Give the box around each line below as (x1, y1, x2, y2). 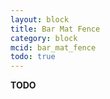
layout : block (10, 14, 70, 25)
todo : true (10, 52, 56, 62)
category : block (10, 33, 78, 43)
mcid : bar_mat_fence (10, 42, 97, 53)
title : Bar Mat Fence (10, 24, 101, 34)
